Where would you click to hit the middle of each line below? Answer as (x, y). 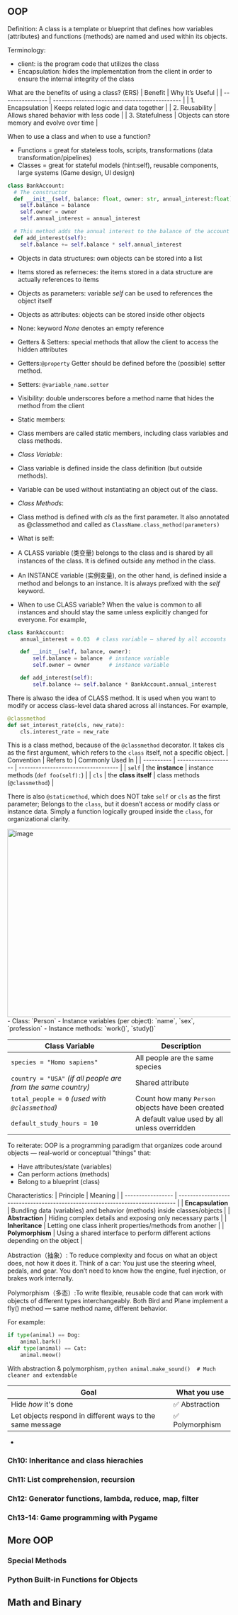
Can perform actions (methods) (63, 1174)
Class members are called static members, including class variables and (123, 433)
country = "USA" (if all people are (66, 1079)
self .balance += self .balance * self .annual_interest (101, 244)
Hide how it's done (42, 1404)
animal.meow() (41, 1355)
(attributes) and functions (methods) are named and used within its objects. (118, 36)
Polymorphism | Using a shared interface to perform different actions (109, 1233)
